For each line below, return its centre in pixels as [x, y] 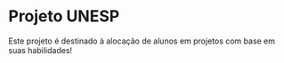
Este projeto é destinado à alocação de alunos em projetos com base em [142, 41]
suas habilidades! [41, 50]
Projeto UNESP [64, 16]
